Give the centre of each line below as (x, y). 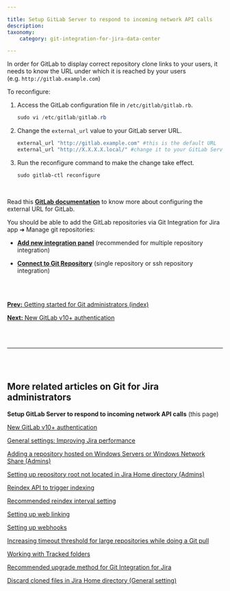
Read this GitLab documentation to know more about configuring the (105, 201)
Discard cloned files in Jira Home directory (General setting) (92, 580)
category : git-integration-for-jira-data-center (90, 38)
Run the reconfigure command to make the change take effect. (105, 162)
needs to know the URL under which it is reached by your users (97, 71)
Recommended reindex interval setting (62, 501)
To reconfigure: (29, 92)
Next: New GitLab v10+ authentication (61, 317)
